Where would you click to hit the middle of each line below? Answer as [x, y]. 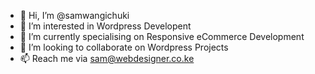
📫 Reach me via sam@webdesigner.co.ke [107, 58]
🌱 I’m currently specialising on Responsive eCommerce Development [162, 36]
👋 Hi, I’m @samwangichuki [74, 15]
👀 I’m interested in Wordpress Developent [105, 26]
